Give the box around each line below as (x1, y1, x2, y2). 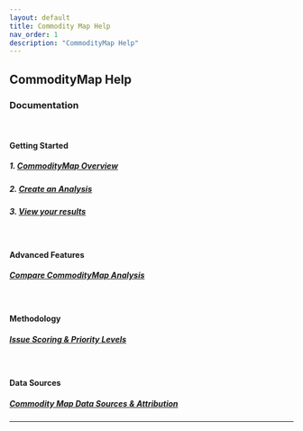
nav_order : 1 (9, 30, 59, 39)
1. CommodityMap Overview (9, 160, 119, 171)
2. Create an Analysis (9, 183, 93, 194)
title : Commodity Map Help (9, 22, 111, 31)
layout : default (9, 13, 70, 23)
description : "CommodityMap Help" (9, 38, 140, 48)
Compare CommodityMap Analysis (9, 270, 145, 280)
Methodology (9, 313, 61, 325)
